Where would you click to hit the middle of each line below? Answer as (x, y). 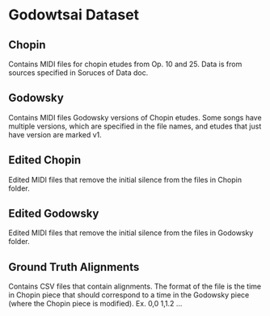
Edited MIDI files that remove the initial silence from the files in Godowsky (131, 233)
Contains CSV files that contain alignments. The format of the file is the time (135, 287)
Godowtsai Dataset (74, 15)
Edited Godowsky (54, 214)
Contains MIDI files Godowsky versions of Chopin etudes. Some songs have (135, 117)
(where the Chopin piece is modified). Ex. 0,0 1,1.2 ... (95, 304)
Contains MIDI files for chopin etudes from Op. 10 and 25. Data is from (125, 64)
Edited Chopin (45, 160)
